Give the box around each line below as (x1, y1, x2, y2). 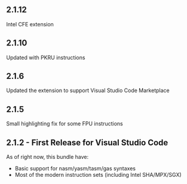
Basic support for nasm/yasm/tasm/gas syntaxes (14, 165, 136, 172)
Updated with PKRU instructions (6, 54, 85, 61)
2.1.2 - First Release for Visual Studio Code (6, 137, 168, 148)
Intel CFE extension (6, 20, 54, 27)
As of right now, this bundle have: (6, 154, 88, 161)
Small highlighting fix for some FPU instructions (6, 120, 124, 127)
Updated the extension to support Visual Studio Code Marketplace (6, 87, 170, 94)
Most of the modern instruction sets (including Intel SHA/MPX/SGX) (14, 171, 182, 179)
